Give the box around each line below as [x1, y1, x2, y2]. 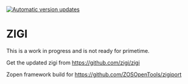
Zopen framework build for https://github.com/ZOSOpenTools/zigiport [6, 71, 182, 78]
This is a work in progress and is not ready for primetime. [6, 47, 150, 54]
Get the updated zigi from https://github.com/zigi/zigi [6, 58, 140, 66]
